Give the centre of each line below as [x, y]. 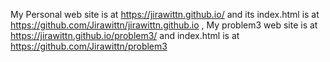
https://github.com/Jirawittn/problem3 [89, 46]
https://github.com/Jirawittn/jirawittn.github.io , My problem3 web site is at [164, 25]
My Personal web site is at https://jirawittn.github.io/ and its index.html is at [165, 14]
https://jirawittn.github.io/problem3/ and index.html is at [125, 35]
